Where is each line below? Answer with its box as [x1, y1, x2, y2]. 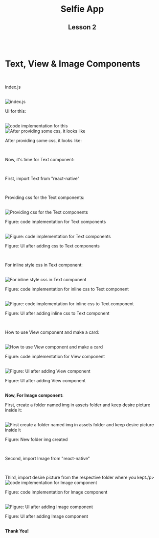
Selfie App [60, 3, 104, 15]
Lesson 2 [68, 23, 97, 31]
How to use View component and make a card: [5, 329, 99, 335]
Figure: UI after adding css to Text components [5, 243, 100, 248]
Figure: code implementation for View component [5, 353, 105, 359]
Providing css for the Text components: [5, 195, 85, 200]
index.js [5, 84, 21, 90]
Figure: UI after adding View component [5, 377, 86, 383]
